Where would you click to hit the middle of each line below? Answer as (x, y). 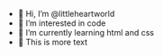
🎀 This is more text (53, 42)
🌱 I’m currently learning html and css (86, 32)
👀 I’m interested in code (62, 23)
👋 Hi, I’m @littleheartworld (66, 14)
